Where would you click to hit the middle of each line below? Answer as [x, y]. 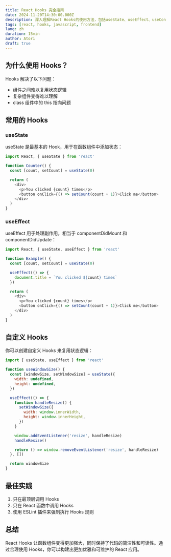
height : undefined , [35, 384]
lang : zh [15, 29]
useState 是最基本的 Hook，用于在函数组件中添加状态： [64, 147]
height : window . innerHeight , [55, 417]
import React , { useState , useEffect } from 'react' [63, 250]
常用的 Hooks [27, 120]
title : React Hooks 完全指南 [35, 10]
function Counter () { [28, 166]
